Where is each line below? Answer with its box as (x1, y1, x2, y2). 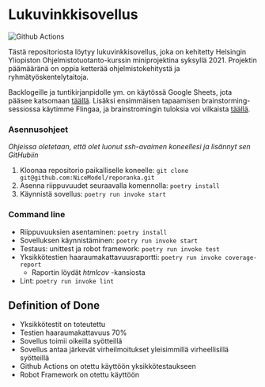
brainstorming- (201, 96, 251, 105)
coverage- (225, 254, 257, 261)
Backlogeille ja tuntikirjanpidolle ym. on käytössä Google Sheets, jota (8, 87, 233, 96)
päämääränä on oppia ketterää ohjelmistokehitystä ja (8, 63, 180, 73)
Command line (8, 209, 66, 220)
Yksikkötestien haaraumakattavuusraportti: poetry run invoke (19, 252, 222, 261)
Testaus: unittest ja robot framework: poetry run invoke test (19, 243, 220, 254)
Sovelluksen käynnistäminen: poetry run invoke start (19, 235, 199, 245)
